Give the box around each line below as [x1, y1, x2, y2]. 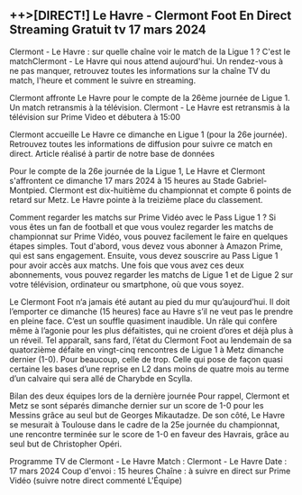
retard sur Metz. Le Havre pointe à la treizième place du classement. [9, 194, 263, 205]
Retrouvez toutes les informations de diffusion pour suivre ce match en [9, 138, 273, 149]
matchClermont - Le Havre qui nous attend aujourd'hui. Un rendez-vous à [9, 55, 284, 67]
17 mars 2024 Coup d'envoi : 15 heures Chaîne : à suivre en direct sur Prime [9, 465, 291, 476]
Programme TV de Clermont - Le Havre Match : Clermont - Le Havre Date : [9, 455, 288, 466]
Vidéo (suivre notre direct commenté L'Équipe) [9, 474, 183, 486]
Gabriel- [236, 175, 268, 186]
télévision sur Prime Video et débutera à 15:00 [9, 111, 181, 122]
